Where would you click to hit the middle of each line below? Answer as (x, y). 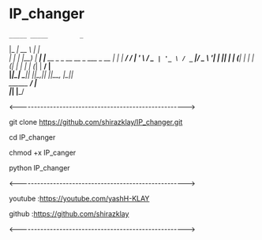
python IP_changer (39, 167)
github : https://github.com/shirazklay (69, 213)
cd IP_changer (32, 137)
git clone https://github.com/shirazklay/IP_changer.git (96, 122)
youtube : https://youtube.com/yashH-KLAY (79, 198)
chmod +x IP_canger (43, 152)
